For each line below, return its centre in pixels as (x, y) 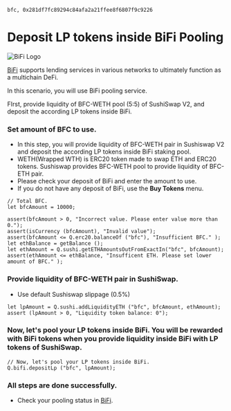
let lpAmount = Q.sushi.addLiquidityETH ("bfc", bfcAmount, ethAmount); (114, 307)
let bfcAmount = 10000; (41, 208)
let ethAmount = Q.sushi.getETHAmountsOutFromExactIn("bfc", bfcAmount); (116, 250)
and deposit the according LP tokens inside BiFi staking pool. (104, 152)
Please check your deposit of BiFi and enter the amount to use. (107, 181)
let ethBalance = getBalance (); (55, 244)
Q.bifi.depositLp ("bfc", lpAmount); (62, 368)
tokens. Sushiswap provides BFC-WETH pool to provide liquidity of (112, 167)
